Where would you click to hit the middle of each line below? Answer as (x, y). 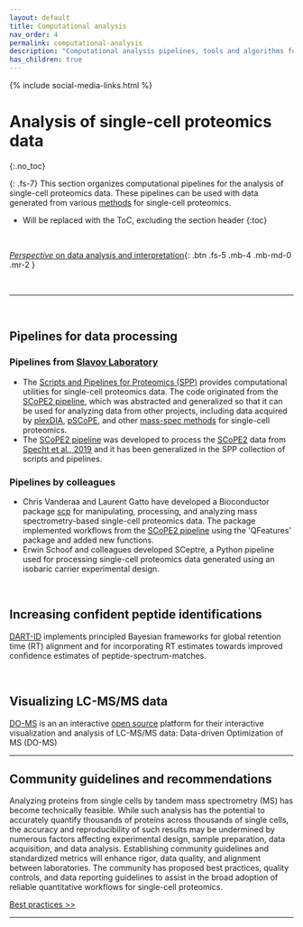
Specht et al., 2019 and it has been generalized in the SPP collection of (154, 449)
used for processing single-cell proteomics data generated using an (148, 559)
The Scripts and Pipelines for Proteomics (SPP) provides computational (155, 382)
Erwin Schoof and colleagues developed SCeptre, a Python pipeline (148, 549)
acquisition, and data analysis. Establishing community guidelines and (139, 848)
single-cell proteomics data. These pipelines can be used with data (134, 193)
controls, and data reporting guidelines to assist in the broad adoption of (144, 877)
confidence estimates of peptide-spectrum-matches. (108, 655)
